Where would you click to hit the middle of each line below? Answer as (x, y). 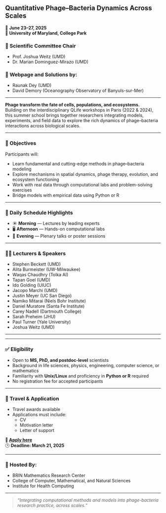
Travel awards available (36, 409)
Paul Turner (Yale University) (41, 322)
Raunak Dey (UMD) (32, 85)
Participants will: (22, 154)
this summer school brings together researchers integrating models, (75, 115)
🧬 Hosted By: (21, 465)
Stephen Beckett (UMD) (36, 264)
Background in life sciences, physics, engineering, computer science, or (86, 365)
